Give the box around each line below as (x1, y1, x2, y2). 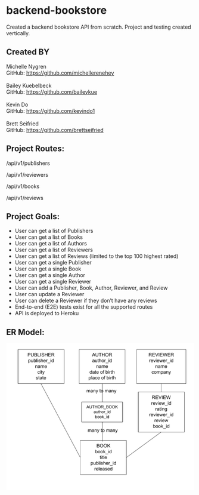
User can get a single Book (14, 265, 82, 272)
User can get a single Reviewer (14, 278, 91, 285)
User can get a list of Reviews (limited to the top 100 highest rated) (14, 253, 179, 260)
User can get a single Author (14, 272, 85, 279)
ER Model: (6, 327, 45, 337)
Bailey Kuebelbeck (6, 82, 52, 89)
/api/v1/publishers (6, 159, 51, 167)
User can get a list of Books (14, 233, 83, 241)
